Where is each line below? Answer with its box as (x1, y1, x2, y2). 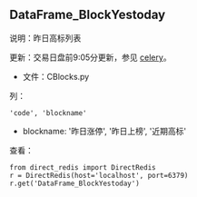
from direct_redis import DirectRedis (9, 163, 156, 172)
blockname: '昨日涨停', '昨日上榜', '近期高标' (22, 125, 187, 136)
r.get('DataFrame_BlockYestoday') (9, 179, 141, 188)
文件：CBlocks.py (22, 71, 90, 82)
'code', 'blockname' (9, 108, 88, 117)
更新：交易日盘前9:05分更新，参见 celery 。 (9, 52, 172, 63)
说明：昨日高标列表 (9, 32, 82, 44)
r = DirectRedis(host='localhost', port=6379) (9, 171, 189, 180)
